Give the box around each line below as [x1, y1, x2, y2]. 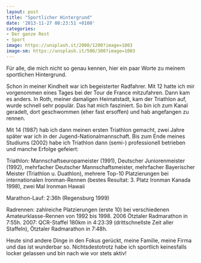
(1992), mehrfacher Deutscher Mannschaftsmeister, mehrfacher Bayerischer [6, 163, 195, 170]
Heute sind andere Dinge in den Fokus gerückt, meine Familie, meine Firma [6, 237, 192, 244]
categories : [6, 25, 36, 32]
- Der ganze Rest [6, 31, 50, 37]
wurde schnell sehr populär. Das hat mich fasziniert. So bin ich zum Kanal [6, 102, 188, 109]
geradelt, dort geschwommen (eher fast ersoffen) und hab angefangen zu [6, 108, 189, 115]
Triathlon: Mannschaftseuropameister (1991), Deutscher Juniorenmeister [6, 157, 185, 164]
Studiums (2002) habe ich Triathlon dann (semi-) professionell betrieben [6, 139, 186, 146]
